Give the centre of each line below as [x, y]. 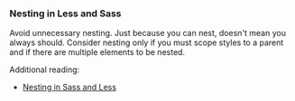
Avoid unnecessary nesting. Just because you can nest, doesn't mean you [148, 33]
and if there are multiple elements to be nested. [97, 52]
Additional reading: [45, 69]
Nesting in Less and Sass [65, 14]
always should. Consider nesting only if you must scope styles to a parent [147, 42]
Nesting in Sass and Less [69, 87]
